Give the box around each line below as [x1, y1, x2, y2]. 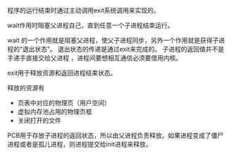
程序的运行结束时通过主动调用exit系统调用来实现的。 [7, 6, 160, 14]
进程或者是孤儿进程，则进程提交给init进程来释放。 [7, 140, 152, 148]
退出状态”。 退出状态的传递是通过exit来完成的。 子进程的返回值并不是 [22, 45, 224, 53]
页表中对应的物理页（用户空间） [17, 99, 111, 107]
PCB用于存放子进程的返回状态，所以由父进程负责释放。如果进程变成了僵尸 [7, 131, 224, 139]
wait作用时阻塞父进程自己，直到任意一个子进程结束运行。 [7, 21, 174, 30]
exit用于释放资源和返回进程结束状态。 [7, 69, 117, 77]
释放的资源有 [7, 84, 44, 92]
